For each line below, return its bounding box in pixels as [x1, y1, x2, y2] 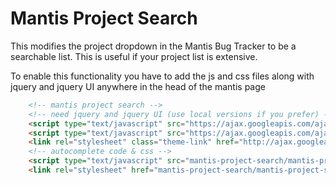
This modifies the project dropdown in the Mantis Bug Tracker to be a [10, 40, 297, 52]
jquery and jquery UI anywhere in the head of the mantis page [10, 80, 266, 92]
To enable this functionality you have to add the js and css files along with [10, 70, 315, 82]
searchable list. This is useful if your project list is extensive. [10, 50, 258, 62]
